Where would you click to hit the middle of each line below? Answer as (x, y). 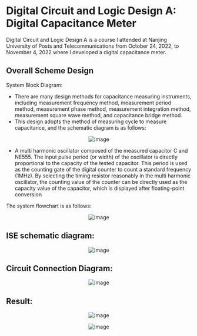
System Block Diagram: (34, 85)
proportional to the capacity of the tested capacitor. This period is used (101, 163)
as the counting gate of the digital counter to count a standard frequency (103, 169)
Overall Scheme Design (50, 71)
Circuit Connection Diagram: (59, 269)
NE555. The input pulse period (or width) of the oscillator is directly (96, 157)
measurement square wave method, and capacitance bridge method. (98, 115)
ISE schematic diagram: (51, 236)
